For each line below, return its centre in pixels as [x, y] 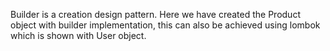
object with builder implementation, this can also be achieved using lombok [165, 25]
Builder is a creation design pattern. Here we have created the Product [155, 14]
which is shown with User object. [78, 35]
